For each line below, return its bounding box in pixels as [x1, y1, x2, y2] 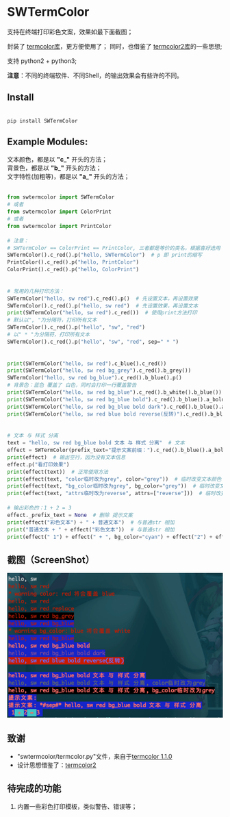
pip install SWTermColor [7, 117, 78, 124]
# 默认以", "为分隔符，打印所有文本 [7, 316, 97, 324]
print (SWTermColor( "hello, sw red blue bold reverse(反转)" [7, 410, 180, 418]
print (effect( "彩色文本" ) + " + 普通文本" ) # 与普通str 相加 [7, 518, 175, 526]
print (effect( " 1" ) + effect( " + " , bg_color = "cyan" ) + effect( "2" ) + [7, 533, 213, 540]
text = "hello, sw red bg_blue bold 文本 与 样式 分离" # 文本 [7, 440, 185, 447]
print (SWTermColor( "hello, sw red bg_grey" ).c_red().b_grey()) [7, 367, 192, 374]
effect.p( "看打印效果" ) [7, 461, 70, 468]
